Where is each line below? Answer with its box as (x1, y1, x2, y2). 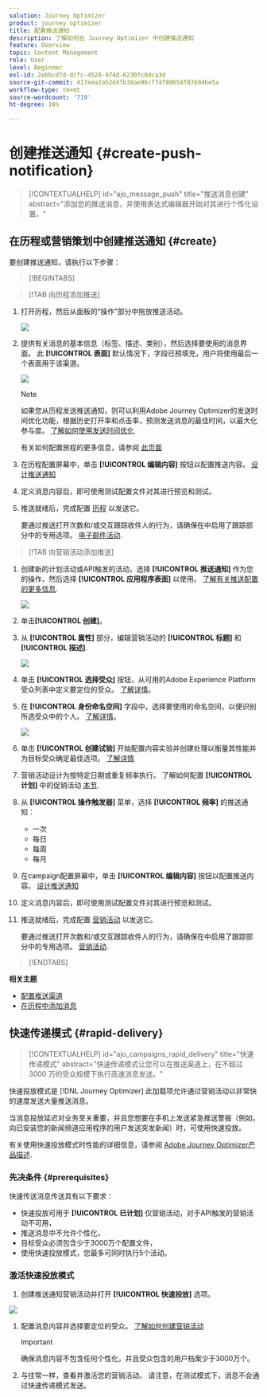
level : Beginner (9, 64, 63, 72)
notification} (9, 162, 94, 180)
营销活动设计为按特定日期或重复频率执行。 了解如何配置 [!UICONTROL (20, 770, 253, 779)
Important (20, 1337, 53, 1347)
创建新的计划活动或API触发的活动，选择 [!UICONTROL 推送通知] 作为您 (20, 563, 253, 574)
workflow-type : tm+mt (9, 85, 81, 94)
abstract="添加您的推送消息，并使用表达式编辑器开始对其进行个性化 (28, 199, 252, 209)
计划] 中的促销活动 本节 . (20, 780, 99, 790)
